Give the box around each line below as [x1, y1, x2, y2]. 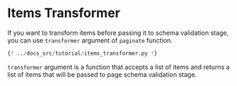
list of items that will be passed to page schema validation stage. [7, 70, 197, 79]
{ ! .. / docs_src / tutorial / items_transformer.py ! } [7, 50, 158, 57]
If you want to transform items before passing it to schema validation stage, [7, 28, 229, 37]
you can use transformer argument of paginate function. [7, 36, 173, 44]
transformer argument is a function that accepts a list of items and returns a [7, 63, 230, 71]
